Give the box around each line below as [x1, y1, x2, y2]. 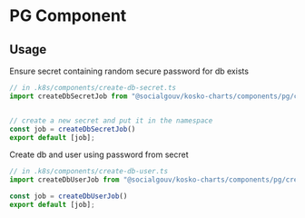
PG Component [9, 5, 127, 26]
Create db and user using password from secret [9, 149, 189, 160]
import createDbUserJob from [9, 175, 120, 184]
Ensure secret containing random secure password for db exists [9, 65, 250, 76]
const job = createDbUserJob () [9, 192, 128, 201]
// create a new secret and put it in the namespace [9, 115, 213, 125]
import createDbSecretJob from [9, 92, 128, 101]
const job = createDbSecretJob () [9, 124, 136, 134]
